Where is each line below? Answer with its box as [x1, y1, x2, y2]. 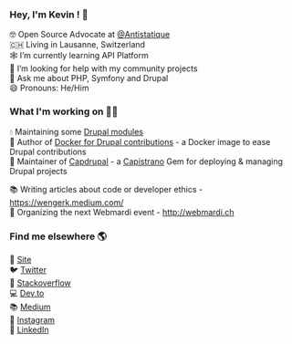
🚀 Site [9, 254, 32, 265]
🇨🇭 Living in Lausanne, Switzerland [9, 39, 146, 50]
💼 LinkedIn [9, 324, 49, 335]
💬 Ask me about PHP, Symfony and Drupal [9, 73, 169, 84]
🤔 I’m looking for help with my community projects [9, 63, 198, 74]
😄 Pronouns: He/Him [9, 82, 89, 94]
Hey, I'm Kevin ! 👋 [9, 8, 89, 21]
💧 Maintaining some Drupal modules [9, 126, 144, 137]
